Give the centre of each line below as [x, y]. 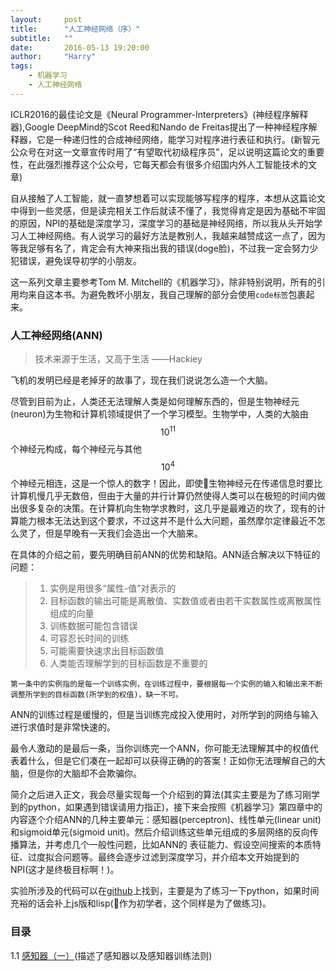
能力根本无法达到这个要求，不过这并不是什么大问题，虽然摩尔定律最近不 [167, 521]
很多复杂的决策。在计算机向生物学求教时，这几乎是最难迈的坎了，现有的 [167, 508]
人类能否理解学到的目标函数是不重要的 [128, 663]
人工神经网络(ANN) [56, 335]
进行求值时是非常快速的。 [63, 727]
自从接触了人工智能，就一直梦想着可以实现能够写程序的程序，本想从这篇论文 [168, 198]
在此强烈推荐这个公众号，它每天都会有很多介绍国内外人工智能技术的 [167, 164]
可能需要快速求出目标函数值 [107, 651]
